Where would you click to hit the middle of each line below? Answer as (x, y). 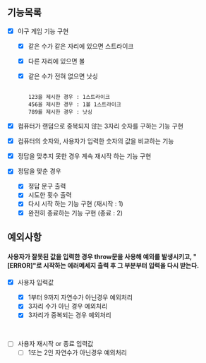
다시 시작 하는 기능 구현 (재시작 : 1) (75, 204)
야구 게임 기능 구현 (43, 31)
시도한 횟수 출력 (50, 195)
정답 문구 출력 (47, 186)
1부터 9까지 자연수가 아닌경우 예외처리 (80, 297)
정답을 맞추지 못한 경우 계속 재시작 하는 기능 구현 (84, 156)
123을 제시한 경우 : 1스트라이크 (69, 97)
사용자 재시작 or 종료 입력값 (55, 344)
